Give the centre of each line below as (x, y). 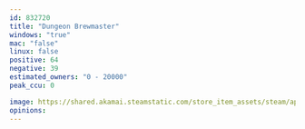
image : (22, 102)
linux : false (34, 52)
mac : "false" (34, 43)
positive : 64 (34, 60)
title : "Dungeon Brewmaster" (64, 26)
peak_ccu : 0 (32, 85)
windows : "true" (40, 35)
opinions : (28, 110)
